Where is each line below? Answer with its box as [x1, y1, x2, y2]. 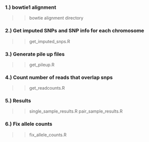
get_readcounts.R [29, 85, 65, 91]
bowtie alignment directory [29, 15, 84, 21]
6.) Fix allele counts [5, 120, 53, 127]
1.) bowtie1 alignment [5, 4, 56, 11]
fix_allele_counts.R [29, 132, 67, 138]
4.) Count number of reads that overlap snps [5, 74, 113, 81]
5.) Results [5, 97, 31, 104]
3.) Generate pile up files [5, 50, 65, 57]
